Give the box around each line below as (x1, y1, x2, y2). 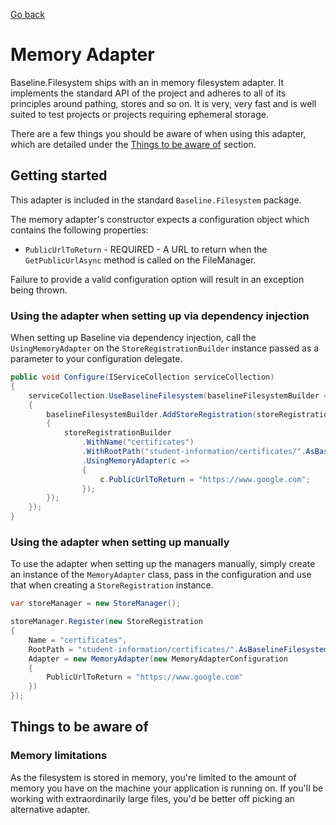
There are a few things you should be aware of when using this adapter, (10, 127, 307, 139)
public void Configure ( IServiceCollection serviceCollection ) (10, 372, 275, 383)
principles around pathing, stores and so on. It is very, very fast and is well (10, 97, 317, 109)
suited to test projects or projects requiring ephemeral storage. (10, 108, 269, 120)
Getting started (10, 167, 108, 184)
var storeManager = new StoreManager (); (10, 599, 182, 609)
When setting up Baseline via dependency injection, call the (10, 332, 257, 344)
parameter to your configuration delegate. (10, 353, 183, 365)
